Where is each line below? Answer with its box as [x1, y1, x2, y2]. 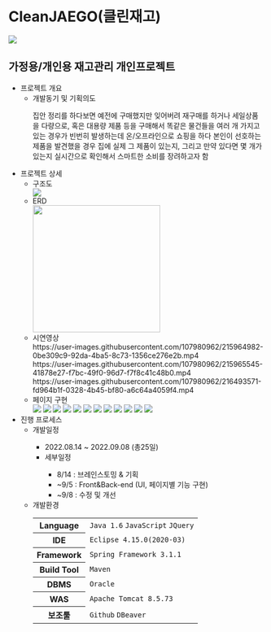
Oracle [89, 579, 116, 588]
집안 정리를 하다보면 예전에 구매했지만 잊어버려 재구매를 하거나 [32, 111, 230, 120]
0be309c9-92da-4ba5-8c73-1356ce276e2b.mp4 [32, 351, 199, 360]
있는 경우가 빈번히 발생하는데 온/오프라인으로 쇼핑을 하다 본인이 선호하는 [32, 131, 262, 141]
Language [39, 520, 80, 531]
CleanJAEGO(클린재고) [8, 7, 161, 26]
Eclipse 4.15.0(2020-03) [89, 534, 186, 544]
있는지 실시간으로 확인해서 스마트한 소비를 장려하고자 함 [32, 151, 209, 161]
